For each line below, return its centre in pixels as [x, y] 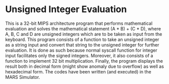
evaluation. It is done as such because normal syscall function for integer [81, 50]
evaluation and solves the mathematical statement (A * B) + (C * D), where [83, 28]
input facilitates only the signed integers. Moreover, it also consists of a [79, 55]
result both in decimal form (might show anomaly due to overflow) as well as [84, 66]
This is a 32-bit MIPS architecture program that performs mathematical [79, 23]
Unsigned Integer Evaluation [66, 9]
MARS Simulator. [23, 77]
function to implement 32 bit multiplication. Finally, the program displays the [84, 61]
